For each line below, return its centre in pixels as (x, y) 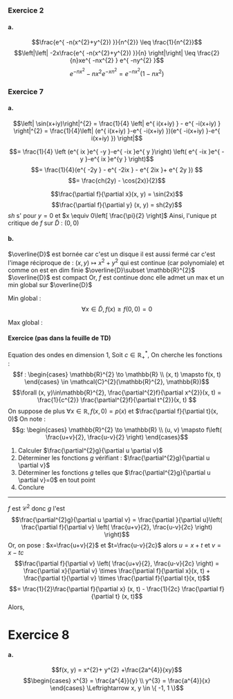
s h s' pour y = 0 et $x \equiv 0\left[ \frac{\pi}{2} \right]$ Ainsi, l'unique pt (112, 215)
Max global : (26, 322)
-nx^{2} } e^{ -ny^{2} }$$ (128, 60)
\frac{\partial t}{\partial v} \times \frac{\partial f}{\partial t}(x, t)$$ (117, 578)
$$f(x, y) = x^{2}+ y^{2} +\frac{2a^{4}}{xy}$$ (117, 670)
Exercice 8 (39, 635)
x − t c (16, 552)
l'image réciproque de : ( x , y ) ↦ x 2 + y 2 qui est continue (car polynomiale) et (116, 262)
